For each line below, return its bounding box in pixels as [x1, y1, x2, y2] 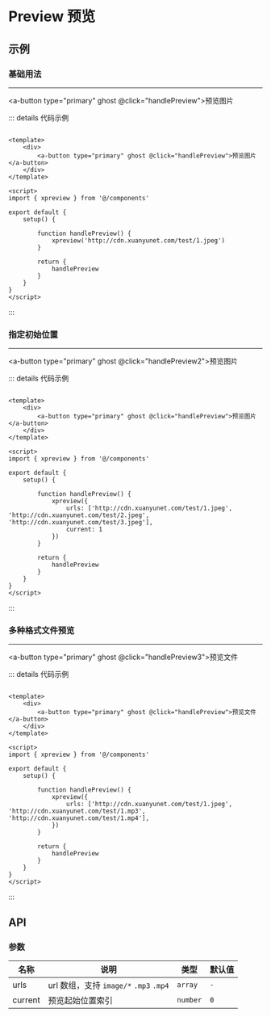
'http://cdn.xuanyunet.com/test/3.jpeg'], [8, 519, 153, 527]
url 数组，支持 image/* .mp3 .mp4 [48, 980, 169, 991]
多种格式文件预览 [8, 625, 75, 637]
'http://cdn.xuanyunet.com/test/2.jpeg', [8, 511, 150, 519]
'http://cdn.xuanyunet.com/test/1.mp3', [8, 807, 147, 816]
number [177, 995, 202, 1005]
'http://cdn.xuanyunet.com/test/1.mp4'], [8, 814, 150, 822]
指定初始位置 [8, 329, 59, 340]
